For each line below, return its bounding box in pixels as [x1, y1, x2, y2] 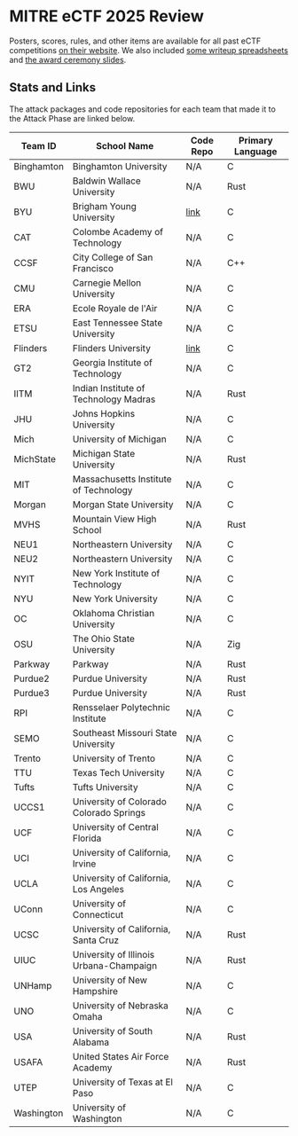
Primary [238, 134, 273, 146]
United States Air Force [72, 1050, 169, 1062]
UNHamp [13, 979, 52, 991]
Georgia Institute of [72, 356, 153, 369]
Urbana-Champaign [72, 960, 158, 972]
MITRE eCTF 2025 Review [9, 6, 204, 27]
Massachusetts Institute [72, 473, 172, 485]
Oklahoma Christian [72, 607, 155, 619]
